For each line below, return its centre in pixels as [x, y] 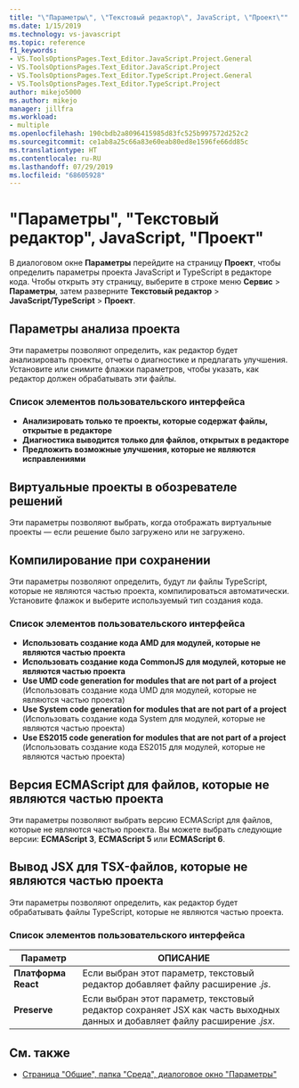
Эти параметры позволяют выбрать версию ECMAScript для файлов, [141, 820]
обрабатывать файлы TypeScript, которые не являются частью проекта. [147, 911]
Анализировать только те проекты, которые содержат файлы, [145, 421]
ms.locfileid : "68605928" [57, 175]
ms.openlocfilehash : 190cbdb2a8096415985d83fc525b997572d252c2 [129, 134]
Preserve [33, 1010]
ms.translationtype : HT [53, 150]
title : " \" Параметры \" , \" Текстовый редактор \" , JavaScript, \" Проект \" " [149, 17]
